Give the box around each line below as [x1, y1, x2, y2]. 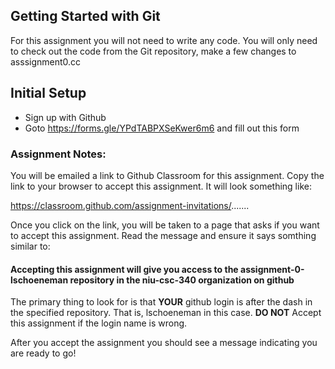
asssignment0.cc [10, 55, 82, 68]
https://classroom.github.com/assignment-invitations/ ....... [10, 199, 250, 211]
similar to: [10, 240, 51, 252]
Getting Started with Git [10, 8, 161, 25]
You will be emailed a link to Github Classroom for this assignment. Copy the [10, 169, 325, 181]
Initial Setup [10, 85, 87, 102]
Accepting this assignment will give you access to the [10, 263, 239, 275]
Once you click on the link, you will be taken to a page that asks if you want [10, 219, 320, 231]
